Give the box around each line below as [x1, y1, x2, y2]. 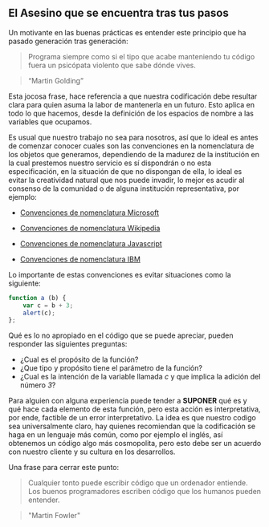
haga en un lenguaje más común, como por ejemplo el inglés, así [8, 430, 223, 440]
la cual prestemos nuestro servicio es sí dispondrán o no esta [8, 158, 212, 168]
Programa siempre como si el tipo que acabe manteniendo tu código [27, 51, 255, 61]
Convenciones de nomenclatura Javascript [19, 238, 162, 248]
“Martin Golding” [27, 75, 84, 85]
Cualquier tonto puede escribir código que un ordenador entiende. [27, 478, 249, 488]
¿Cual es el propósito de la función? [19, 355, 139, 364]
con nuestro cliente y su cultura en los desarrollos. [8, 447, 176, 456]
